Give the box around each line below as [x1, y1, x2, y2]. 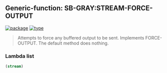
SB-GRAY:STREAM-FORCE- [64, 4, 153, 12]
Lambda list [5, 52, 34, 59]
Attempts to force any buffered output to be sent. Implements [17, 34, 144, 40]
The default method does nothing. [38, 40, 109, 46]
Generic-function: [5, 4, 63, 12]
